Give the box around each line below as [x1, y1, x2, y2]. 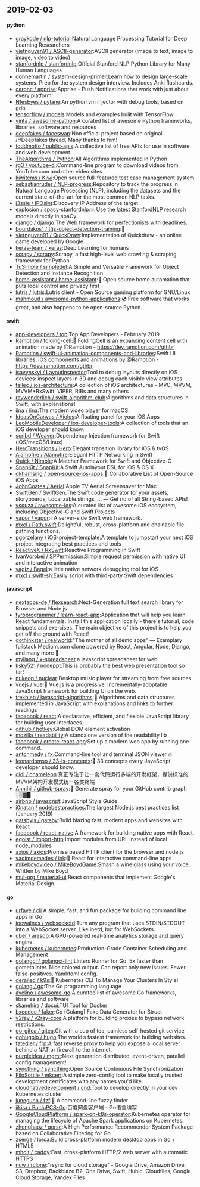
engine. [15, 938, 35, 946]
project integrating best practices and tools [15, 540, 121, 547]
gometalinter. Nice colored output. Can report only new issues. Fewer [15, 964, 186, 971]
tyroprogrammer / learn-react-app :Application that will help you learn [15, 611, 186, 618]
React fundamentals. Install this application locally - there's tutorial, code [15, 618, 195, 625]
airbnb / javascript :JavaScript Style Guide [15, 798, 118, 804]
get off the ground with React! [15, 630, 89, 637]
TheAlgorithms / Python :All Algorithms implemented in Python [15, 155, 168, 162]
